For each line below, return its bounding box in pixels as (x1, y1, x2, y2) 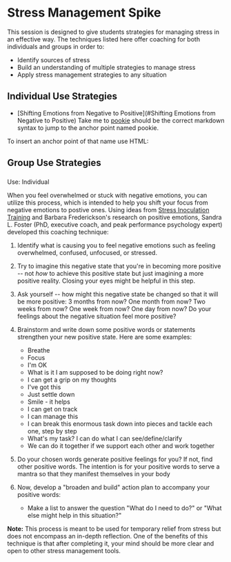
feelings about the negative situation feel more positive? (17, 312, 177, 321)
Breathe (27, 346, 50, 355)
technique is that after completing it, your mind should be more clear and (7, 539, 214, 547)
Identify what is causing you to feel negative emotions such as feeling (17, 241, 216, 250)
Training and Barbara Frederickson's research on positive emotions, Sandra (7, 213, 222, 222)
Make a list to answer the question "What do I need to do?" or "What (27, 504, 222, 512)
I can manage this (27, 413, 79, 421)
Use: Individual (7, 178, 50, 186)
